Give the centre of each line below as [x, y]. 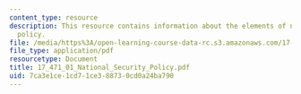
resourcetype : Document [54, 59]
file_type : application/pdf [62, 51]
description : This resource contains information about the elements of [148, 26]
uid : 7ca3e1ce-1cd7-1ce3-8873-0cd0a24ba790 [92, 76]
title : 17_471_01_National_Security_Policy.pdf [100, 68]
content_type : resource [54, 17]
